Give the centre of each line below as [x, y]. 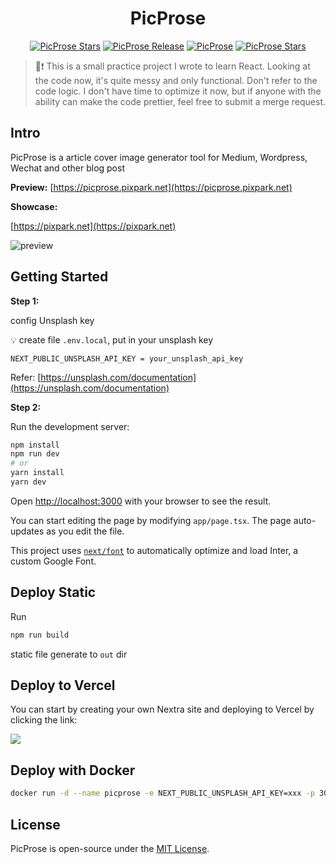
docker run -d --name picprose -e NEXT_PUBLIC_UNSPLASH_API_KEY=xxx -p [162, 793]
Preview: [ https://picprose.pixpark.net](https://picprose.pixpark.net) [151, 187]
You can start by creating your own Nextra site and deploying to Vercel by [162, 709]
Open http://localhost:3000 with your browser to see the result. [141, 501]
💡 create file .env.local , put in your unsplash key [112, 339]
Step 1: [25, 301]
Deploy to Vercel [63, 685]
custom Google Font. [53, 561]
